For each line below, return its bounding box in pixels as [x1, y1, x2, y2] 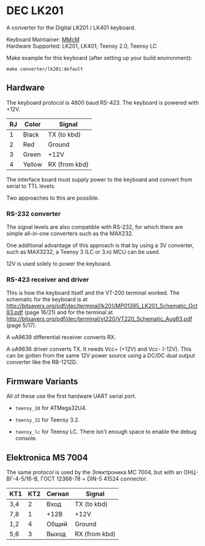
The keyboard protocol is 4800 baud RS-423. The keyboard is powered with [6, 99, 199, 106]
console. [15, 435, 37, 442]
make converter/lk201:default [6, 65, 84, 72]
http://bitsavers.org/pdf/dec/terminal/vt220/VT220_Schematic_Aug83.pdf [6, 315, 193, 323]
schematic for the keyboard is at [6, 296, 88, 303]
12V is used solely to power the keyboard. [6, 260, 112, 267]
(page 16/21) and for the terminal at [24, 309, 113, 316]
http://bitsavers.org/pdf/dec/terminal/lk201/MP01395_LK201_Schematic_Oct [6, 302, 198, 310]
